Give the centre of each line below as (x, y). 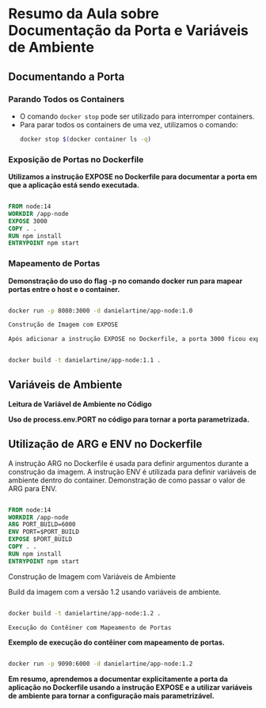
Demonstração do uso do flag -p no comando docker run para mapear (125, 281)
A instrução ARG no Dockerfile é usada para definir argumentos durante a (129, 463)
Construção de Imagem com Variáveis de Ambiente (92, 576)
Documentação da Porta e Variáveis (129, 30)
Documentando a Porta (66, 76)
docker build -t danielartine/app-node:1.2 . (84, 613)
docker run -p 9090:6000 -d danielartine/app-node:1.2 (101, 664)
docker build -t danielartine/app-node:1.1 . (84, 361)
